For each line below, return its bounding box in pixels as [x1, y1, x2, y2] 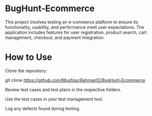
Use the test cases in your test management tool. [5, 96, 103, 102]
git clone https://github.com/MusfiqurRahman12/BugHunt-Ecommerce [5, 77, 146, 83]
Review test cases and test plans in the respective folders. [5, 86, 121, 93]
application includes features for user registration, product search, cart [5, 29, 147, 35]
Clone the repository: [5, 68, 48, 74]
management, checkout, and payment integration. [5, 35, 105, 40]
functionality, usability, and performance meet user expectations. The [5, 24, 144, 30]
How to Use [5, 52, 52, 63]
